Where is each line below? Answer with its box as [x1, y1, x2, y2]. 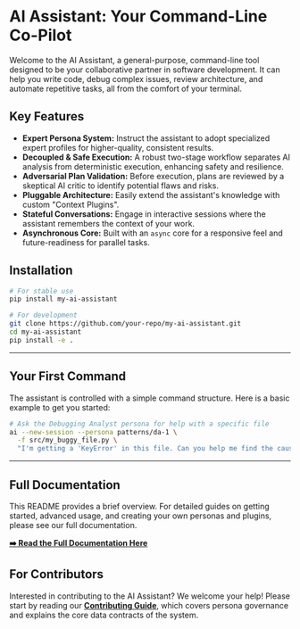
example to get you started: [9, 401, 111, 412]
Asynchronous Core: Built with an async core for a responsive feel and [21, 228, 283, 238]
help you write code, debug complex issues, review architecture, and [9, 73, 263, 84]
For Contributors [9, 567, 104, 582]
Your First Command [9, 368, 127, 385]
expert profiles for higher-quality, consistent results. [21, 142, 214, 153]
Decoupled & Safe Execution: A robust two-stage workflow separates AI [21, 152, 290, 162]
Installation [9, 263, 73, 278]
